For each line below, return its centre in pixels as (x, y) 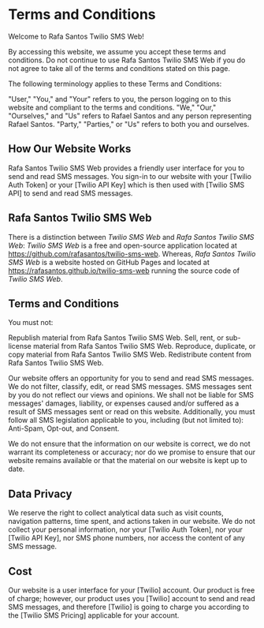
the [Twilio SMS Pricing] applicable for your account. (94, 615)
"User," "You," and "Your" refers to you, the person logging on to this (120, 99)
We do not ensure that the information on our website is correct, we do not (129, 444)
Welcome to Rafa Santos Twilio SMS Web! (76, 36)
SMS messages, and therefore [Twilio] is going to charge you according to (129, 607)
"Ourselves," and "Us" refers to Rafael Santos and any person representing (130, 115)
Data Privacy (40, 493)
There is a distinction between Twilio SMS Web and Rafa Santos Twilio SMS (131, 237)
